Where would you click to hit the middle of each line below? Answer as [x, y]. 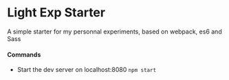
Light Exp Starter [56, 13]
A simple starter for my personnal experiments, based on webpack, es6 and [115, 31]
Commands [24, 54]
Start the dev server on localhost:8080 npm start [87, 70]
